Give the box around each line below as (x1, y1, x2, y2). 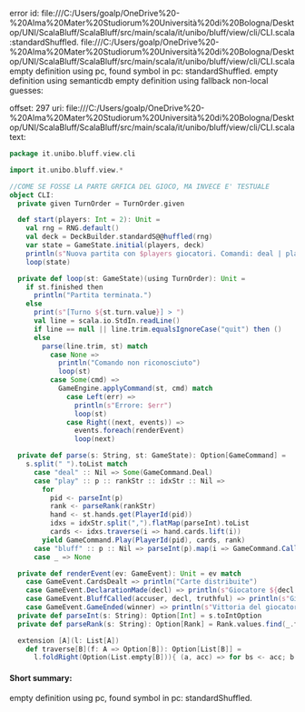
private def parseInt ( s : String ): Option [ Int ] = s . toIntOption (17, 611, 262, 620)
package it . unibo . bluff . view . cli (9, 149, 136, 158)
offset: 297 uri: (9, 103, 64, 113)
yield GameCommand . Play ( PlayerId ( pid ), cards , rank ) (42, 536, 246, 545)
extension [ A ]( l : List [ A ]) (17, 636, 120, 645)
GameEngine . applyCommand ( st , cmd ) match (57, 384, 213, 393)
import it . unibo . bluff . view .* (9, 165, 124, 175)
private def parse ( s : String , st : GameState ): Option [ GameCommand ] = (17, 451, 287, 460)
